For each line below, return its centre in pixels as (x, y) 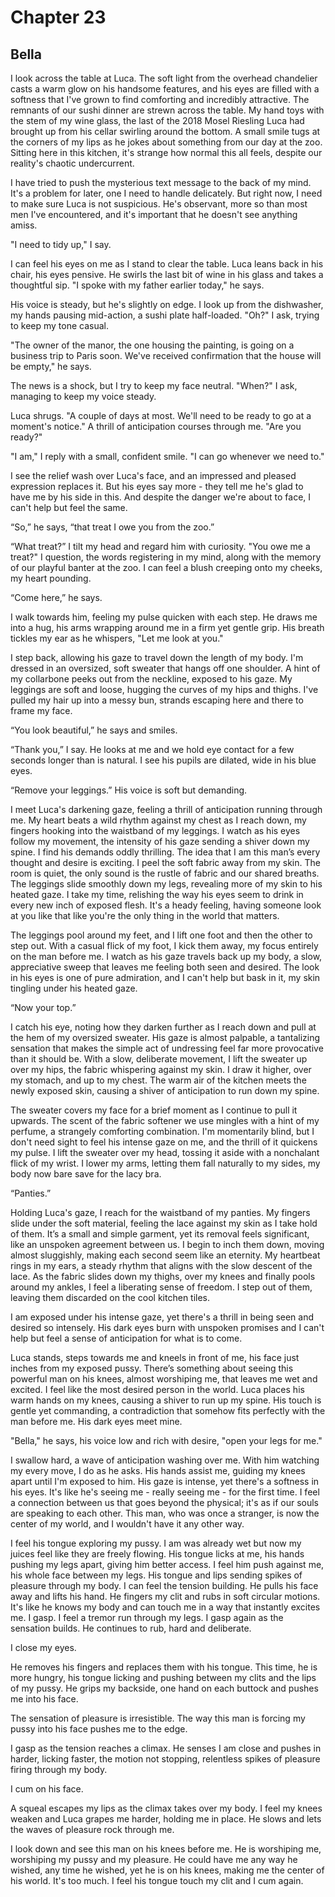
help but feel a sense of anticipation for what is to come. (126, 1338)
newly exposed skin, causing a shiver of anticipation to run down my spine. (165, 1090)
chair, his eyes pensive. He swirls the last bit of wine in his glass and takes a (167, 274)
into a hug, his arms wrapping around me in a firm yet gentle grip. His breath (167, 627)
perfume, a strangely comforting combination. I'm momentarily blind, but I (162, 1131)
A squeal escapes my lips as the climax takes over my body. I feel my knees (166, 1808)
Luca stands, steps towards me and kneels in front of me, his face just (155, 1357)
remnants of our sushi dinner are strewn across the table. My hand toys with (167, 110)
